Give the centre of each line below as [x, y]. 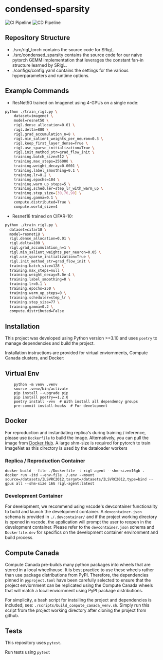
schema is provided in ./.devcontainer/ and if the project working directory [81, 517]
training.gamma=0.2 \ [31, 307]
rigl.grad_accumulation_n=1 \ [40, 248]
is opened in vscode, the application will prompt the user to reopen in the [78, 522]
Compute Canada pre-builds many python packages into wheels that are [78, 565]
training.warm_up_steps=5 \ [42, 184]
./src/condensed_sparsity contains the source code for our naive [77, 55]
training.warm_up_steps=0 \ [38, 293]
